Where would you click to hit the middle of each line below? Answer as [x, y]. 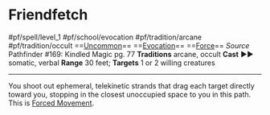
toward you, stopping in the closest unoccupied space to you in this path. [130, 94]
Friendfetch [48, 15]
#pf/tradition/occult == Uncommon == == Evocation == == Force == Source [129, 45]
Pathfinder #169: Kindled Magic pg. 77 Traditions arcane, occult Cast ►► [131, 54]
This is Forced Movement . [51, 103]
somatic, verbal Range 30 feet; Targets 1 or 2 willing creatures [112, 63]
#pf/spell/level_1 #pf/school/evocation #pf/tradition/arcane [105, 37]
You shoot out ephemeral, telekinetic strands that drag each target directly [131, 85]
